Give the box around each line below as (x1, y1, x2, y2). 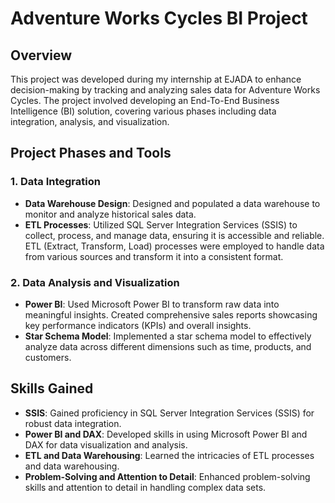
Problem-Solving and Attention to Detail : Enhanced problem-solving (24, 470, 311, 482)
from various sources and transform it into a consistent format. (24, 250, 284, 262)
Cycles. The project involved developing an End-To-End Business (10, 95, 280, 106)
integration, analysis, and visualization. (10, 116, 170, 127)
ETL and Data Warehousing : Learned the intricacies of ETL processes (24, 449, 315, 461)
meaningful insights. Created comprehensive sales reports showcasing (24, 308, 318, 321)
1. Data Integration (10, 175, 101, 189)
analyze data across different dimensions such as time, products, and (24, 340, 312, 352)
